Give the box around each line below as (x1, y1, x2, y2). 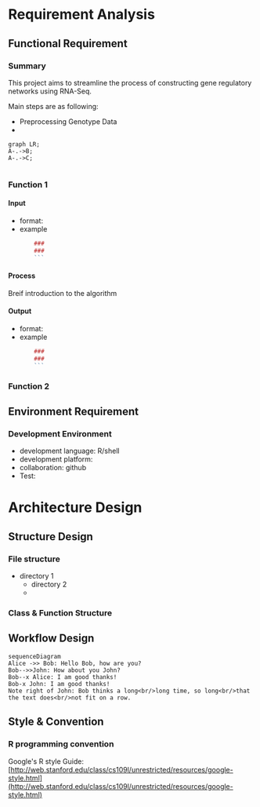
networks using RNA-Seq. (8, 86, 92, 96)
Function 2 (8, 381, 49, 392)
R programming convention (8, 739, 114, 750)
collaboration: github (19, 463, 87, 473)
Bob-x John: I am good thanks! (8, 680, 110, 688)
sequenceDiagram (8, 652, 61, 660)
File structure (8, 553, 60, 564)
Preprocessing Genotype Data (19, 116, 117, 126)
